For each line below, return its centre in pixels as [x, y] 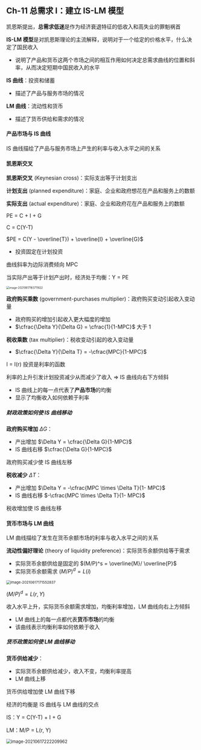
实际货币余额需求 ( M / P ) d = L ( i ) [53, 571]
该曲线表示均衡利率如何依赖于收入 [57, 627]
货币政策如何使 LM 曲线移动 [41, 642]
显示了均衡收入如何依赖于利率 [52, 397]
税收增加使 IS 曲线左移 [34, 508]
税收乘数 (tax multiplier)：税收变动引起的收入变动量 [70, 340]
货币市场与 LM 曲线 [30, 523]
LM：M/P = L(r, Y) [29, 730]
